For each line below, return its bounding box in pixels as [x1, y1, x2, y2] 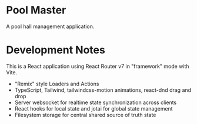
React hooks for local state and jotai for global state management [14, 105, 173, 112]
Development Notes [6, 43, 106, 57]
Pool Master [6, 4, 66, 17]
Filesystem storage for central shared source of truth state [14, 111, 156, 118]
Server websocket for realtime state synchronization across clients [14, 99, 177, 106]
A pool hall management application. [6, 23, 95, 30]
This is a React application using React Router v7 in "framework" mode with [6, 63, 189, 70]
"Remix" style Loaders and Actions [14, 80, 99, 87]
